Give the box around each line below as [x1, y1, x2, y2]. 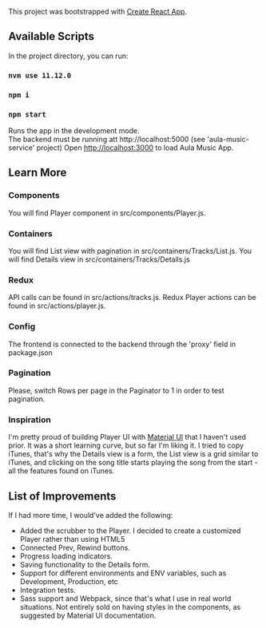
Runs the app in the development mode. [8, 125, 140, 135]
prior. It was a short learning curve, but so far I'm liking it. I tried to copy [8, 440, 244, 450]
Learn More [8, 166, 67, 180]
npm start [8, 109, 46, 119]
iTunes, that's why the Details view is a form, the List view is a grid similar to [8, 449, 259, 459]
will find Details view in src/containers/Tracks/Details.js [8, 255, 190, 264]
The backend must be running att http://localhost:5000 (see [8, 134, 206, 144]
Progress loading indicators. [19, 551, 113, 561]
